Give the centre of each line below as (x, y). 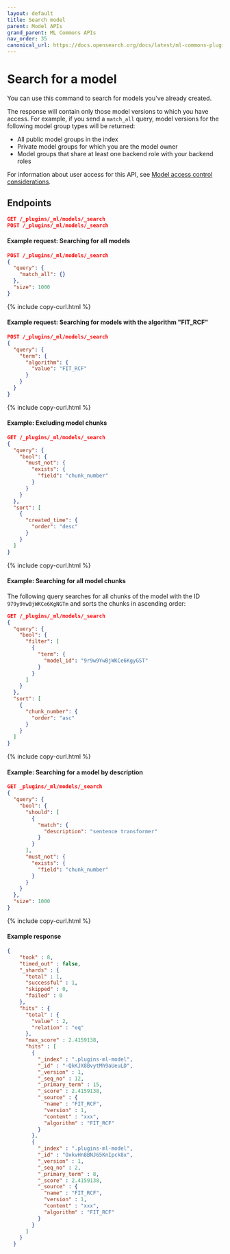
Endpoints (29, 203)
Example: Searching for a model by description (75, 772)
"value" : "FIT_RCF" (60, 369)
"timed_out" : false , (50, 963)
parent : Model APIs (35, 26)
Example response (34, 937)
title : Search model (37, 20)
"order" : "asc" (53, 718)
